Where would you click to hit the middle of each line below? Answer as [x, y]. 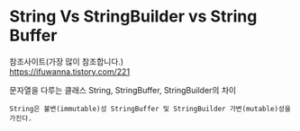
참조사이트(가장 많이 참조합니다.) [67, 61]
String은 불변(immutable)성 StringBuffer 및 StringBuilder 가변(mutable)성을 [150, 109]
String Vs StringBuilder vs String [133, 17]
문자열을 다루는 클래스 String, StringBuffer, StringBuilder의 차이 [123, 90]
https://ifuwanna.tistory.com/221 [70, 71]
